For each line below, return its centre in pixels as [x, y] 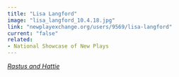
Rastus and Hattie [34, 66]
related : [20, 40]
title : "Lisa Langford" [42, 14]
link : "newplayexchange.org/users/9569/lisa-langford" [90, 27]
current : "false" [33, 33]
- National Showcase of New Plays [58, 46]
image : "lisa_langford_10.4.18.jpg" [61, 20]
